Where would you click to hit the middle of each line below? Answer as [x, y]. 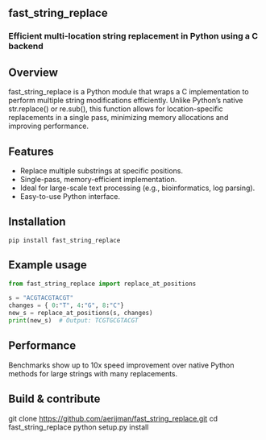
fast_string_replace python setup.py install [79, 427]
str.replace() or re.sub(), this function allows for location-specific [116, 109]
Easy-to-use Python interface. [70, 196]
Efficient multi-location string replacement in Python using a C [133, 36]
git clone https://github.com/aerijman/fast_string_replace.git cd [113, 418]
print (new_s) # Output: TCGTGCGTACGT [73, 321]
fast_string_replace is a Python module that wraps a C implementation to [129, 92]
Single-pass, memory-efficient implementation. [98, 179]
